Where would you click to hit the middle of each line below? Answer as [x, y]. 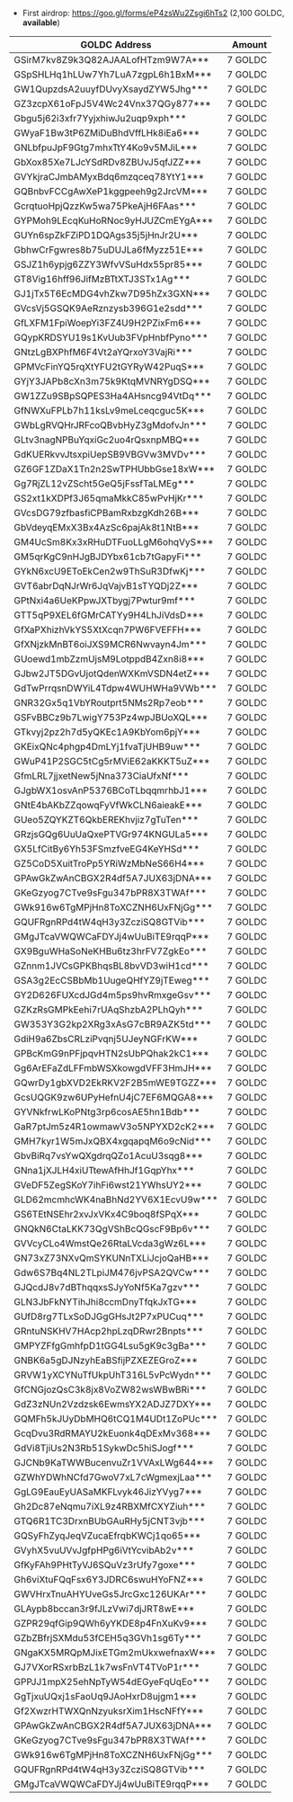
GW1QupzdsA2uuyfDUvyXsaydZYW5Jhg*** [111, 89]
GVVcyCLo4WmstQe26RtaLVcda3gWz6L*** [110, 1243]
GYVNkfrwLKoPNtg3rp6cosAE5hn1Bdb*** [107, 1112]
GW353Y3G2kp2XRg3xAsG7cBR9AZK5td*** [113, 1024]
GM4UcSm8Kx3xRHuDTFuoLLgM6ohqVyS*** [114, 542]
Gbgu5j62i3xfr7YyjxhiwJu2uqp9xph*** [100, 118]
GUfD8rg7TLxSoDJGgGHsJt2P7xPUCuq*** [109, 1316]
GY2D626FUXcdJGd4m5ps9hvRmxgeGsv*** [113, 995]
